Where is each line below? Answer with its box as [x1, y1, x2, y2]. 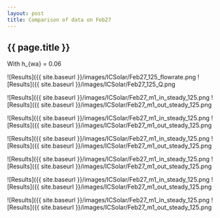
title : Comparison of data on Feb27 [7, 16, 111, 23]
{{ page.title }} [7, 42, 70, 53]
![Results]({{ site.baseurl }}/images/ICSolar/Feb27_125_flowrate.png [7, 73, 196, 81]
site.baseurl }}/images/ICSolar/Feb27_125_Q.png [40, 80, 176, 89]
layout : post [7, 10, 44, 17]
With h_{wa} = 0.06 [7, 59, 61, 68]
